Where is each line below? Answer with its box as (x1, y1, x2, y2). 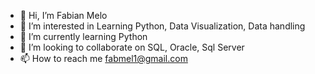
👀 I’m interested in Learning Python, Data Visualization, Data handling (19, 20, 306, 32)
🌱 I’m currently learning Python (19, 31, 148, 42)
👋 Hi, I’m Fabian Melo (19, 10, 108, 21)
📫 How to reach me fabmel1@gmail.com (19, 53, 188, 64)
